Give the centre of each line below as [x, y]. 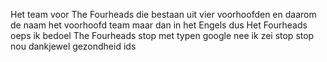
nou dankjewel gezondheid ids [73, 46]
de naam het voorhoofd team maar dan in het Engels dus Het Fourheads [159, 25]
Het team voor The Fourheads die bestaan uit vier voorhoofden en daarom [163, 14]
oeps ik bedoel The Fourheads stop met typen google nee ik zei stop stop [162, 35]
